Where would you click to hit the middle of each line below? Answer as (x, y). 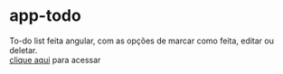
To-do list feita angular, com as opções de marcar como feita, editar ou (141, 41)
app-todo (45, 16)
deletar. (24, 50)
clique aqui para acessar (55, 60)
